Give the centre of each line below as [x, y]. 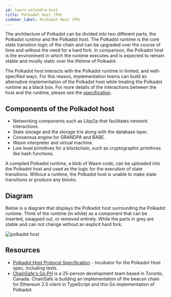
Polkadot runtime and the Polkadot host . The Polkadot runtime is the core [82, 39]
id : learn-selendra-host [32, 10]
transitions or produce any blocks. [41, 180]
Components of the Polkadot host [60, 108]
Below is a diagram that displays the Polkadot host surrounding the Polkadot [86, 208]
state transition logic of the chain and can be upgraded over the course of [83, 45]
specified [15, 77]
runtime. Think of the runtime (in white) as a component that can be [76, 213]
